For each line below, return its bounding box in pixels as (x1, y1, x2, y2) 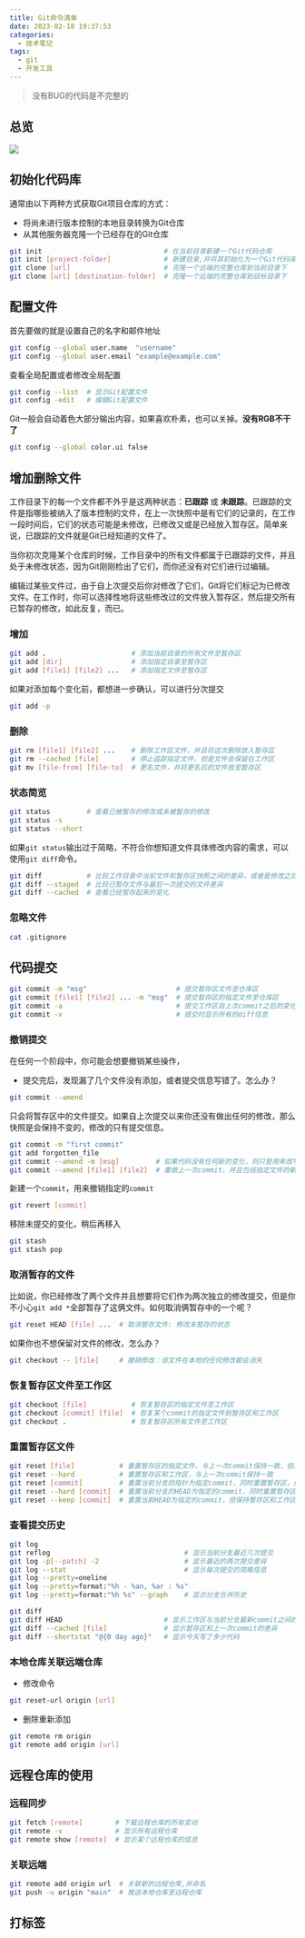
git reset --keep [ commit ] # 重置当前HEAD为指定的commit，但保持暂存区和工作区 (9, 1496, 297, 1505)
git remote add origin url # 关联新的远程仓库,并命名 (9, 1880, 206, 1889)
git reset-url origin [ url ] (9, 1695, 116, 1704)
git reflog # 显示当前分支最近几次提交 (9, 1548, 274, 1557)
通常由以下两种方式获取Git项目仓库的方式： (9, 197, 172, 209)
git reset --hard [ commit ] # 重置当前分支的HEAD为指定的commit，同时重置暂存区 (9, 1486, 297, 1496)
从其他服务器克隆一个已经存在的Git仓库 (22, 228, 170, 239)
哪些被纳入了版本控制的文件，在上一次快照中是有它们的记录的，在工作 (33, 508, 296, 518)
